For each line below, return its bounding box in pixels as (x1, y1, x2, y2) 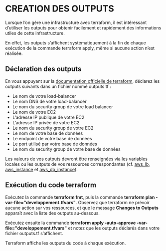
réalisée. (5, 50, 23, 56)
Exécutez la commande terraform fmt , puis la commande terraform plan (5, 194, 155, 200)
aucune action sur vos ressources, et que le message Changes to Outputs (5, 205, 159, 211)
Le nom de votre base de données (12, 130, 83, 136)
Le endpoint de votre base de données (12, 135, 92, 141)
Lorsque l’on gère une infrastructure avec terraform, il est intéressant (5, 19, 147, 25)
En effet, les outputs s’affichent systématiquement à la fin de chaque (5, 39, 146, 45)
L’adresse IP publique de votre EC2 (12, 114, 85, 120)
